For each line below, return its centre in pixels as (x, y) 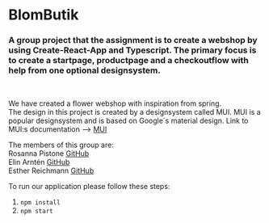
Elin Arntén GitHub (39, 162)
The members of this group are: (61, 145)
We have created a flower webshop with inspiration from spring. (115, 103)
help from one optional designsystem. (85, 70)
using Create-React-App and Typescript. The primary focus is (132, 50)
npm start (37, 212)
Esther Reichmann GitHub (51, 170)
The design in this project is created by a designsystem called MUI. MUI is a (134, 112)
